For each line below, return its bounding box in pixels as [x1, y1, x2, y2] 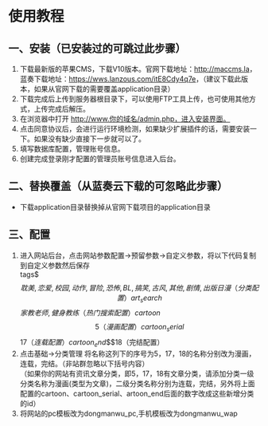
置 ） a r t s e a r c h [116, 293, 163, 304]
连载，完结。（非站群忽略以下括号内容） [19, 359, 150, 369]
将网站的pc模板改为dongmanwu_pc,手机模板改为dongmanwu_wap [19, 408, 239, 419]
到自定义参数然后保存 [19, 260, 90, 270]
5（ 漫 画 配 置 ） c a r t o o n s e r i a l [95, 322, 184, 333]
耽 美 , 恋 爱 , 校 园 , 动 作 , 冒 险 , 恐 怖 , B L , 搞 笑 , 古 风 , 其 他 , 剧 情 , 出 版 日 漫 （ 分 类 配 [20, 282, 259, 292]
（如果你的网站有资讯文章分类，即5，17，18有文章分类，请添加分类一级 [19, 369, 254, 379]
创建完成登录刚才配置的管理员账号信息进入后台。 [19, 154, 181, 164]
